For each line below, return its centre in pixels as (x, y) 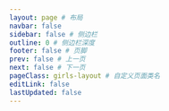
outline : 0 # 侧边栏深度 (52, 43)
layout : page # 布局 (46, 17)
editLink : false (39, 84)
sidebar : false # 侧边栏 (54, 34)
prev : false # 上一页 (47, 59)
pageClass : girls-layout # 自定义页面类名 (85, 76)
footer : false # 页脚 (48, 51)
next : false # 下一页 (47, 68)
